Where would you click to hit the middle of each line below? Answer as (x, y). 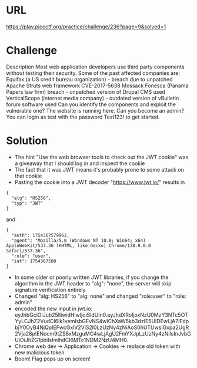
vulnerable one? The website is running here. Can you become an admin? (95, 110)
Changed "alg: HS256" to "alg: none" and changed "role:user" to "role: (100, 296)
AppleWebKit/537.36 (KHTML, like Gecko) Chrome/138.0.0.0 (79, 245)
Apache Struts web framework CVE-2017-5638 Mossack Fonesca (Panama (97, 86)
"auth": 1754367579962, (40, 235)
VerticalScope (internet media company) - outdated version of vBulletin (93, 98)
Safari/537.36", (26, 251)
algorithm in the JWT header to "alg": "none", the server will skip (93, 283)
